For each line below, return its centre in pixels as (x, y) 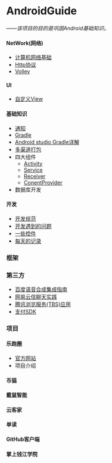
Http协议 (26, 65)
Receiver (35, 176)
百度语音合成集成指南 (41, 289)
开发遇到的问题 (33, 226)
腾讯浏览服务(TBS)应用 (43, 304)
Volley (22, 71)
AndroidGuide (42, 11)
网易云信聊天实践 (36, 296)
